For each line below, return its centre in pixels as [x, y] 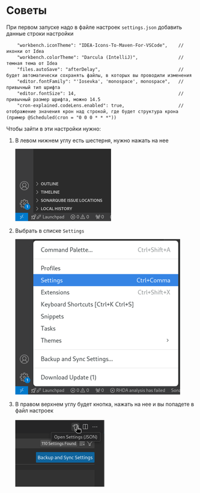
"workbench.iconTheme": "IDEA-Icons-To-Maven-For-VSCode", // [101, 45]
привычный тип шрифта [33, 87]
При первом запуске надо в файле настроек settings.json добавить [94, 27]
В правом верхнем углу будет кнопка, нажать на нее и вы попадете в [104, 404]
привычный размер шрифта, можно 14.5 [53, 99]
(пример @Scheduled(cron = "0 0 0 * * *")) [62, 117]
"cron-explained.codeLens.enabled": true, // [101, 105]
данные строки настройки [40, 33]
